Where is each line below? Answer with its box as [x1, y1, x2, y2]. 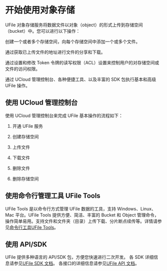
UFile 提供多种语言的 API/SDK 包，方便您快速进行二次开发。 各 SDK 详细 [5, 254, 154, 260]
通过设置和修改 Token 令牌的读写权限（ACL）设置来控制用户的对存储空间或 [5, 59, 160, 65]
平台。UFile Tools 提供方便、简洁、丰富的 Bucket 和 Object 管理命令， [15, 212, 159, 218]
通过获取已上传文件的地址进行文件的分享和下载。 [5, 49, 105, 55]
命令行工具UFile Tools [9, 224, 55, 230]
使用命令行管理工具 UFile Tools [5, 192, 101, 200]
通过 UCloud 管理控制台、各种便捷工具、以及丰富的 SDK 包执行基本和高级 [5, 76, 157, 82]
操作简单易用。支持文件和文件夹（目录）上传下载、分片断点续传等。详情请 [5, 218, 158, 224]
